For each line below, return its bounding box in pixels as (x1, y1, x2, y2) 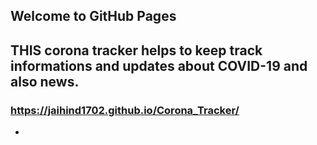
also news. (10, 73, 80, 90)
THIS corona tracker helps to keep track (10, 42, 263, 59)
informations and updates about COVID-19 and (10, 57, 308, 74)
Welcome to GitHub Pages (10, 8, 177, 25)
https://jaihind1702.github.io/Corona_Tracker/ (10, 103, 240, 117)
